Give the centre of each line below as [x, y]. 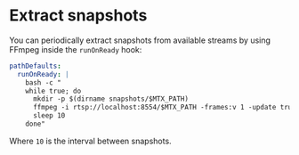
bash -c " [44, 82]
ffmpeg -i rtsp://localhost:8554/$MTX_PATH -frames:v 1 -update [154, 108]
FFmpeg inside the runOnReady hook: [76, 49]
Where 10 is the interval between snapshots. [90, 141]
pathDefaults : [36, 66]
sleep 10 [49, 116]
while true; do [53, 91]
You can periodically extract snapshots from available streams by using [140, 40]
